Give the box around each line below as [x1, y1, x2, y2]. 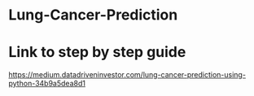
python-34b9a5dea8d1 [8, 79, 85, 89]
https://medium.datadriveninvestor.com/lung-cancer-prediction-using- [8, 70, 247, 80]
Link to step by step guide [8, 43, 186, 62]
